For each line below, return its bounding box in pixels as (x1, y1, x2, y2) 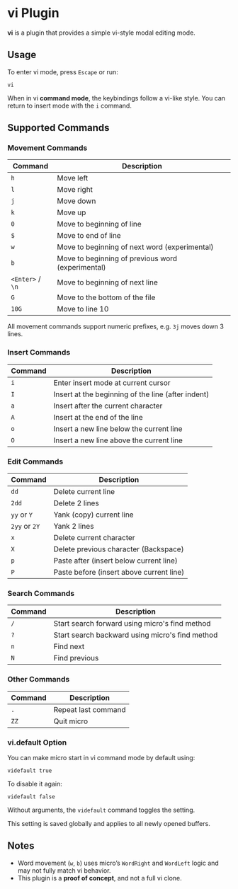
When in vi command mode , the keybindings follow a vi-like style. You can (7, 93, 225, 102)
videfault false (7, 793, 55, 801)
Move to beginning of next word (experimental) (56, 242, 214, 252)
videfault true (7, 767, 52, 774)
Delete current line (53, 487, 115, 497)
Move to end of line (56, 231, 122, 241)
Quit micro (53, 716, 89, 726)
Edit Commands (7, 457, 64, 466)
